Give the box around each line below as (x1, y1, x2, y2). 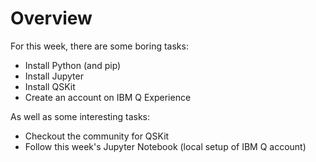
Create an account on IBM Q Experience (24, 91, 192, 103)
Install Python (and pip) (24, 59, 122, 71)
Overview (10, 7, 93, 30)
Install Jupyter (24, 70, 84, 82)
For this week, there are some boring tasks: (10, 40, 189, 52)
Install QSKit (24, 80, 76, 92)
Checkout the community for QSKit (24, 130, 170, 142)
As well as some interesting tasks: (10, 110, 151, 122)
